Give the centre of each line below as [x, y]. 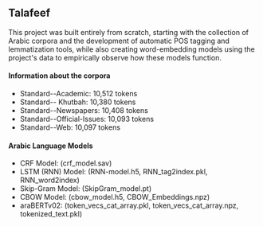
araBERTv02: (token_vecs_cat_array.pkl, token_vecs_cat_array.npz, [129, 205]
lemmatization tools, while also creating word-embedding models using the [131, 49]
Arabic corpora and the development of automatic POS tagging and [119, 41]
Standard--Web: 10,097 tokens [70, 127]
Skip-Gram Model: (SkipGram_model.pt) [86, 189]
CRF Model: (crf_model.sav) [66, 163]
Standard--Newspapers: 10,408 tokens [84, 111]
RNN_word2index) [49, 180]
